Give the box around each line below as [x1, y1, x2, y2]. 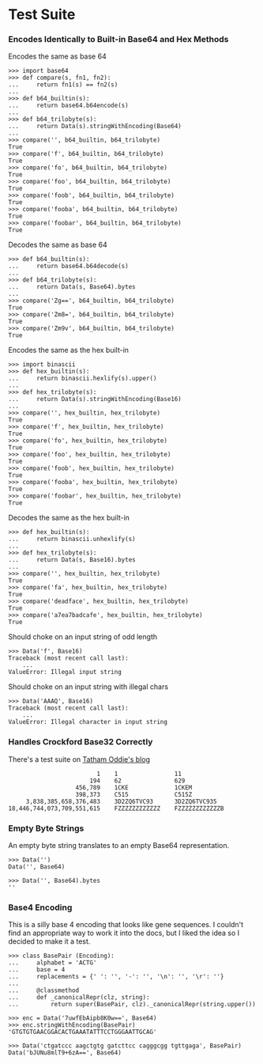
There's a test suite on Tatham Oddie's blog [8, 754, 150, 764]
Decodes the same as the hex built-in [8, 513, 130, 523]
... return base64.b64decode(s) [8, 263, 129, 271]
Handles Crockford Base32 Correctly [8, 736, 153, 748]
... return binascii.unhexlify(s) [8, 536, 136, 543]
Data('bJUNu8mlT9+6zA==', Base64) [8, 1049, 122, 1057]
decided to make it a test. [8, 937, 91, 946]
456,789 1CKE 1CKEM [75, 783, 193, 792]
